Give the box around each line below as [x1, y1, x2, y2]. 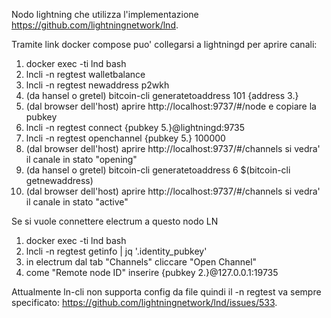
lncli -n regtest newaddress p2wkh [25, 79, 170, 91]
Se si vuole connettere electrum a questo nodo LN [11, 215, 219, 227]
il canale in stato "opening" [25, 154, 138, 165]
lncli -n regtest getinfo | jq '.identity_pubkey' [25, 245, 208, 257]
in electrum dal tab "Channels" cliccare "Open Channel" [25, 256, 258, 268]
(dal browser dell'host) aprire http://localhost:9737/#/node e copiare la [25, 100, 317, 112]
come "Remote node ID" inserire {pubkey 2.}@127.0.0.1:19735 [25, 267, 279, 278]
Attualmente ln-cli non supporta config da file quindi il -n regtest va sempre [11, 286, 322, 298]
